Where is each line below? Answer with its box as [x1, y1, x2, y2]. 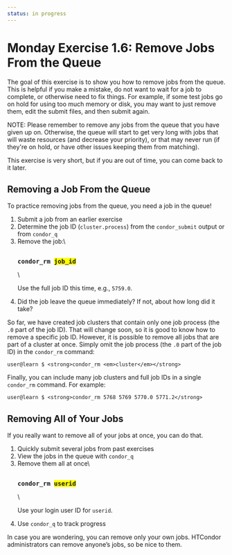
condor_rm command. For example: [7, 380, 106, 389]
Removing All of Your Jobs [7, 413, 124, 425]
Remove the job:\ [17, 237, 66, 246]
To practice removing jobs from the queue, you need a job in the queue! [7, 202, 213, 210]
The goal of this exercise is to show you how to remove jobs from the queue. [7, 78, 226, 86]
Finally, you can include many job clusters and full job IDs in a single [7, 373, 202, 382]
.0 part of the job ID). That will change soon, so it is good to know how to [7, 326, 216, 334]
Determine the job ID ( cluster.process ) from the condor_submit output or [17, 222, 225, 231]
